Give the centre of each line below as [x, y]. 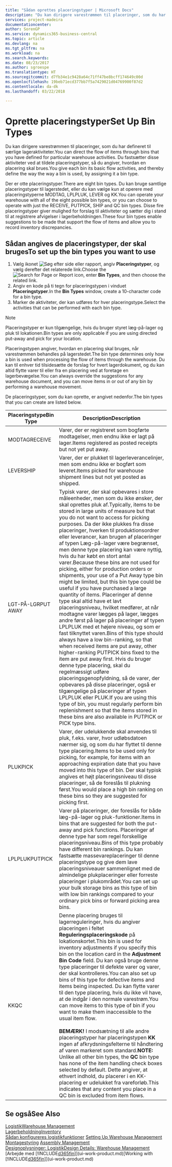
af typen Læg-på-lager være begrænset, [109, 543]
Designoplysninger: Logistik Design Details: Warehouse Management [78, 1148]
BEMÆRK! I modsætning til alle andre [104, 1031]
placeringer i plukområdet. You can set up [108, 882]
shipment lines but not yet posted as [102, 477]
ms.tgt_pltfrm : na [25, 48]
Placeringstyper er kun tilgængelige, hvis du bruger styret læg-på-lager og [84, 328]
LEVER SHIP [22, 471]
